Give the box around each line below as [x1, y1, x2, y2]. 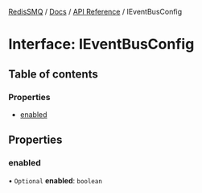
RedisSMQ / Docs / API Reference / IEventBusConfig [8, 7, 183, 16]
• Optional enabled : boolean [8, 175, 103, 185]
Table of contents [8, 67, 98, 81]
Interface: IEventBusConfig [8, 36, 195, 53]
